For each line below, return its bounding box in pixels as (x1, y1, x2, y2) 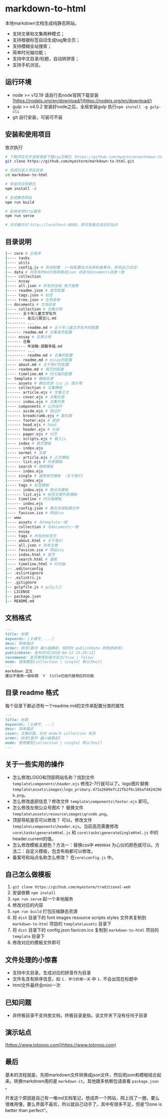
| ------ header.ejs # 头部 (5, 427, 60, 432)
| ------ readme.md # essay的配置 (5, 357, 72, 363)
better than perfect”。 (5, 1107, 50, 1113)
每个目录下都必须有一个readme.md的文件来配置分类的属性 (5, 702, 125, 708)
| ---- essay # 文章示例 (5, 334, 51, 339)
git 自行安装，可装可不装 (12, 114, 63, 120)
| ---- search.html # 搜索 (5, 557, 57, 562)
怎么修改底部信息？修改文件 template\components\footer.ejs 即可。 (12, 798, 152, 804)
